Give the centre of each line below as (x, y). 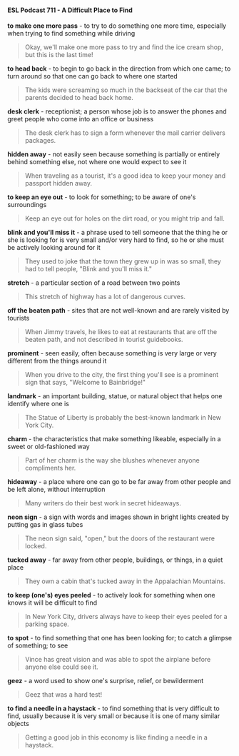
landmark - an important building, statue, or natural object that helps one (115, 396)
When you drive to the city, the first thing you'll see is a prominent (122, 375)
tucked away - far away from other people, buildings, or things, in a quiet (115, 560)
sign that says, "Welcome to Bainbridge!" (85, 383)
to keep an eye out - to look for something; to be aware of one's (102, 197)
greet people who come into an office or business (81, 119)
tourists (19, 318)
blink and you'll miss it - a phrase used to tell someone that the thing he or (118, 233)
